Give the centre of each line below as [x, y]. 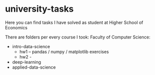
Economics [16, 27]
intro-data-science [31, 46]
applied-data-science [34, 67]
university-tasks [40, 9]
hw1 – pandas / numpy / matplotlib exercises [64, 52]
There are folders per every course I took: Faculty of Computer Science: [78, 37]
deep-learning [27, 62]
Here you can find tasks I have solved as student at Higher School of [74, 22]
